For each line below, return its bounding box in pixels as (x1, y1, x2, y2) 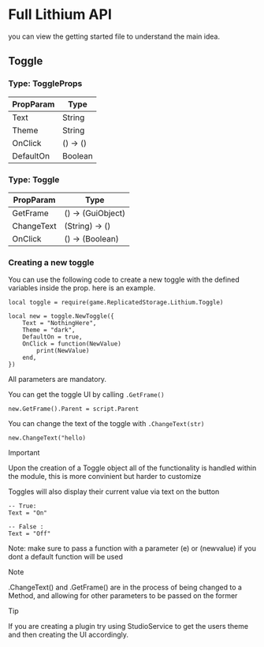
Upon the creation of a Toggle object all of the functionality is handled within (8, 463, 257, 473)
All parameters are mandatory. (8, 375, 107, 384)
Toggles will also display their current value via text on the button (8, 487, 220, 496)
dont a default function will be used (8, 552, 124, 562)
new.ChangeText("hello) (8, 434, 87, 443)
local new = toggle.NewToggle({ (8, 312, 114, 320)
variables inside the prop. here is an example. (8, 283, 156, 293)
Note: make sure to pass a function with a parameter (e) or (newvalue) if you (8, 544, 256, 553)
